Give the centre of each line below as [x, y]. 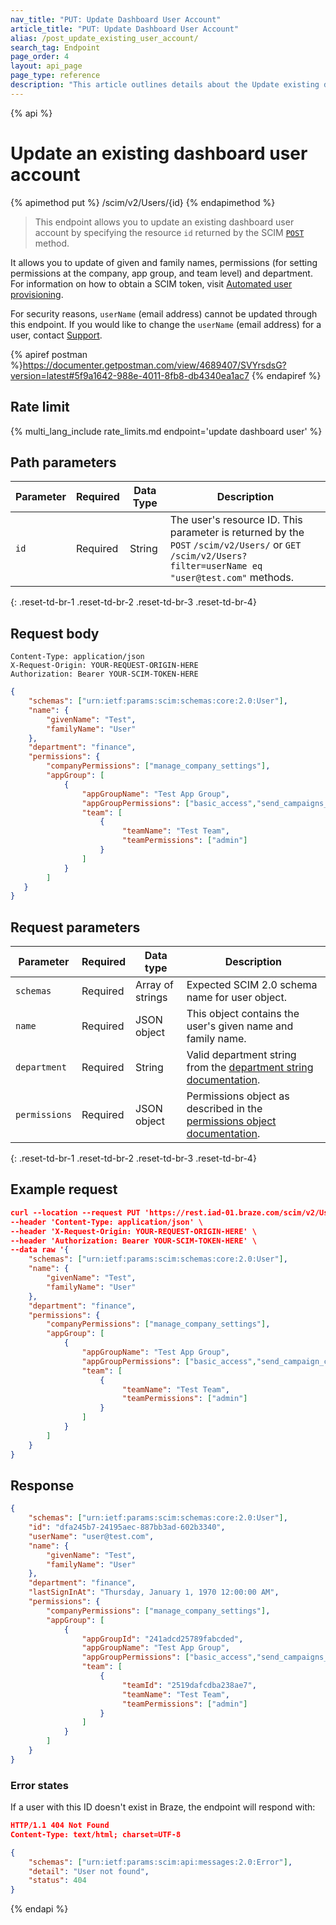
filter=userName [208, 566]
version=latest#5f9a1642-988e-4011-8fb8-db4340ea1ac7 [130, 375]
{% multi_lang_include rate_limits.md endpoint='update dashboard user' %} [166, 431]
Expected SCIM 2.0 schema [252, 985]
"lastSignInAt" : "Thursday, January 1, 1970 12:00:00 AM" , [154, 1592]
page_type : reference [55, 76]
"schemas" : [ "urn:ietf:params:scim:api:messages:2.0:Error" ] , [160, 1862]
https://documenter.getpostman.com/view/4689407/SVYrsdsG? [154, 365]
